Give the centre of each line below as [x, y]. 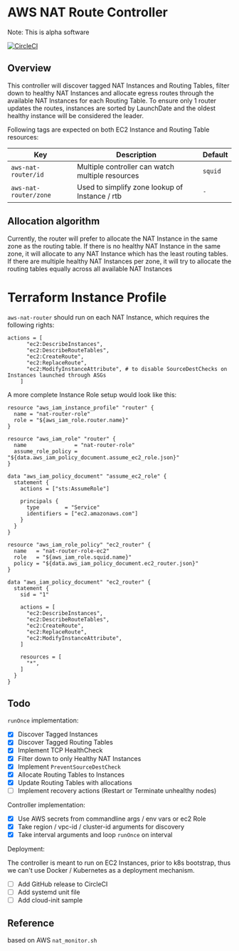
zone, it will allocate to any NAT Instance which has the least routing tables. [118, 253]
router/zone [31, 195]
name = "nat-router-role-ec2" [62, 551]
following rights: [31, 325]
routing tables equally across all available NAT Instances [90, 268]
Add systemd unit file [49, 892]
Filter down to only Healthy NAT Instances [79, 758]
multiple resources [108, 175]
